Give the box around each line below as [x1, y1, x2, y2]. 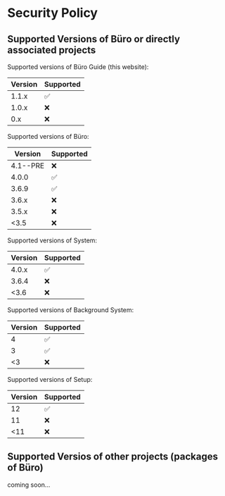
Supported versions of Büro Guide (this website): [7, 63, 149, 71]
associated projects [7, 44, 96, 56]
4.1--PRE [11, 161, 44, 170]
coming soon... [7, 480, 51, 489]
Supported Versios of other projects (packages [7, 451, 218, 463]
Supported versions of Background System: [7, 306, 134, 314]
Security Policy [7, 5, 98, 21]
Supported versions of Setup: [7, 376, 93, 383]
